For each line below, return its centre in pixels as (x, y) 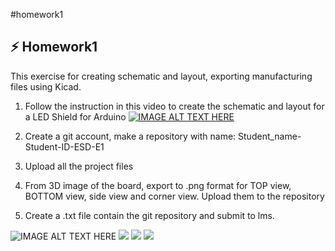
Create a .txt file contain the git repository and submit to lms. (149, 215)
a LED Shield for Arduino (75, 116)
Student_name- (270, 136)
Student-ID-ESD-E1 (64, 146)
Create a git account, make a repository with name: (130, 136)
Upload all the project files (79, 166)
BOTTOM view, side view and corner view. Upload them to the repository (174, 196)
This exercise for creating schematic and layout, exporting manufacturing (161, 76)
